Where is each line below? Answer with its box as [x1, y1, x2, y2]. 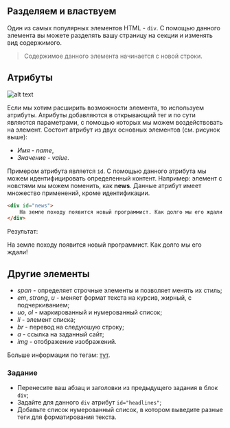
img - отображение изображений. [16, 338, 117, 346]
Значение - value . [16, 153, 70, 161]
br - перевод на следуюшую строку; [16, 323, 125, 332]
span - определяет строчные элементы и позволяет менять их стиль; [16, 286, 222, 295]
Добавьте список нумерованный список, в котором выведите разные [16, 406, 223, 414]
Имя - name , [16, 146, 54, 154]
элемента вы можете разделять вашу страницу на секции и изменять [7, 31, 213, 39]
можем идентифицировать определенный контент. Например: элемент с [7, 174, 222, 182]
